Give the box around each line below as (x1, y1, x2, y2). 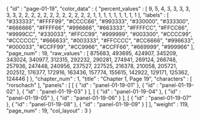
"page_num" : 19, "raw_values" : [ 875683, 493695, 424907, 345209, (6, 50, 178, 56)
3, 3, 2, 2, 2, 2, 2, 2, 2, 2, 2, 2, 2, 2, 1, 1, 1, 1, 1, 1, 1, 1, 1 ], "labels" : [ (6, 11, 169, 19)
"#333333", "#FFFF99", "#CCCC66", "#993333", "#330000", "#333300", (6, 18, 190, 25)
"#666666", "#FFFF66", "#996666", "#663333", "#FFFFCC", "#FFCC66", (6, 24, 189, 31)
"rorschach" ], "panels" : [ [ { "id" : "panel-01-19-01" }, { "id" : (6, 82, 158, 89)
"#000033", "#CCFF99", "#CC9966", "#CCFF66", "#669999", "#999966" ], (6, 43, 195, 50)
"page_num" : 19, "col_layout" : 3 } (6, 107, 92, 114)
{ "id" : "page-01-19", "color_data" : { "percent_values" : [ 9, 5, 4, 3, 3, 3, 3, (6, 5, 191, 12)
